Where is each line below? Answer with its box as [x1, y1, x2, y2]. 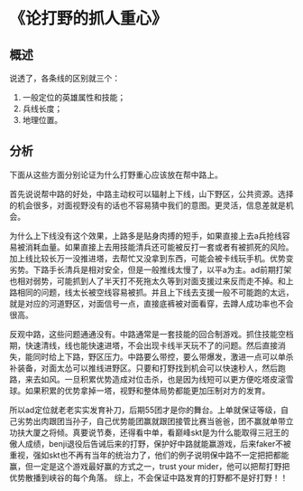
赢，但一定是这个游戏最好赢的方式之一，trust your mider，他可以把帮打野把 [9, 460, 290, 471]
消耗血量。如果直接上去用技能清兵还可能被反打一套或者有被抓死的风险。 [24, 241, 294, 252]
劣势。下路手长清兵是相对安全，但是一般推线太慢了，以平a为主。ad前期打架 [9, 264, 292, 275]
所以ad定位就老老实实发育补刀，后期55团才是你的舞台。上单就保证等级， [9, 404, 281, 415]
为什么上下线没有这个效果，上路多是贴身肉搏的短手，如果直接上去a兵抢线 [9, 230, 282, 241]
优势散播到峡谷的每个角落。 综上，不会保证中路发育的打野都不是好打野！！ [9, 472, 289, 483]
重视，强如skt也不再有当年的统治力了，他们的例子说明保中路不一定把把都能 [9, 449, 289, 460]
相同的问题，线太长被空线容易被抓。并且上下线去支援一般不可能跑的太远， [16, 287, 294, 297]
